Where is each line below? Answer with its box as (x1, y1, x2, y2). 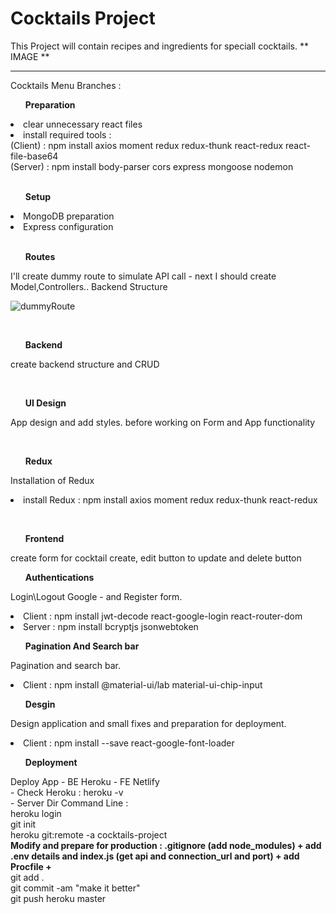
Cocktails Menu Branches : (10, 79, 122, 91)
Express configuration (23, 220, 114, 232)
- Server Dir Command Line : (10, 797, 129, 809)
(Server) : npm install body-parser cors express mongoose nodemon (10, 160, 294, 172)
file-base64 (10, 150, 59, 162)
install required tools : (23, 128, 112, 141)
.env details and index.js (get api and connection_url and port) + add (10, 850, 300, 862)
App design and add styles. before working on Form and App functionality (10, 416, 316, 428)
